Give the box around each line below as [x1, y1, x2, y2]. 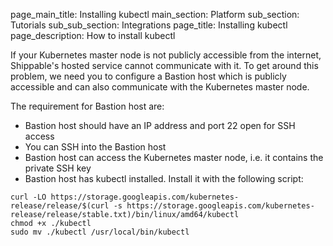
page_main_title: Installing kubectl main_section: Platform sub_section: [10, 9, 300, 20]
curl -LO [10, 192, 47, 202]
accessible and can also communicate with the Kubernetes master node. [10, 81, 310, 93]
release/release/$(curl [10, 201, 110, 211]
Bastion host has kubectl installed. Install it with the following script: [24, 173, 304, 184]
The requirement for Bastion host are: [10, 100, 165, 112]
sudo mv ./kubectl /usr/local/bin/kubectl [10, 227, 190, 237]
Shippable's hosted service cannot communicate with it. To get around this [10, 60, 319, 71]
